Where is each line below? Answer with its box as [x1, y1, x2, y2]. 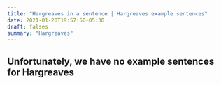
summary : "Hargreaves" [7, 29, 73, 37]
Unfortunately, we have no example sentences [7, 55, 215, 67]
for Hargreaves [7, 66, 75, 78]
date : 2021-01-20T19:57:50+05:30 [7, 17, 105, 24]
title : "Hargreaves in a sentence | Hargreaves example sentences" [7, 10, 208, 17]
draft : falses [7, 23, 49, 30]
